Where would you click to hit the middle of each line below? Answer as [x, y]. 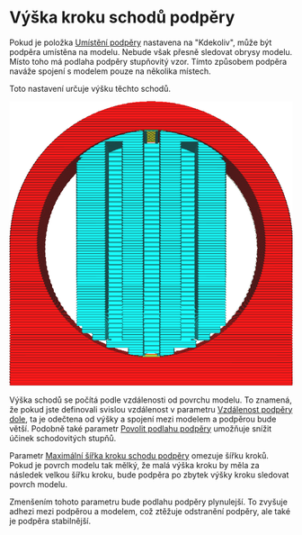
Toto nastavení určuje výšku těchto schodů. [90, 88]
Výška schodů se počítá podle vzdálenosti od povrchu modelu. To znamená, [151, 400]
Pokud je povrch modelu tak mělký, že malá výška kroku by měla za [134, 465]
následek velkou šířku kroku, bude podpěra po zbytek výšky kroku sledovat [149, 475]
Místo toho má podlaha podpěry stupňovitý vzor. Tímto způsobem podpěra [148, 61]
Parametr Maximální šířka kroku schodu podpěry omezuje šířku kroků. [139, 455]
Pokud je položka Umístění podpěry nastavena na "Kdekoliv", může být [141, 42]
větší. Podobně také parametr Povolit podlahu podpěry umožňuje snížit [141, 428]
